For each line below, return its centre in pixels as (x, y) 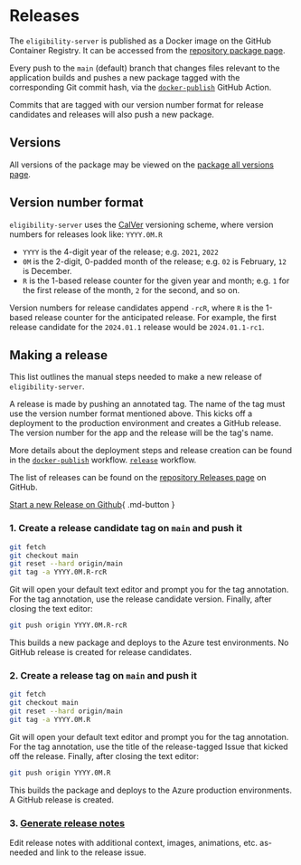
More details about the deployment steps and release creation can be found (150, 451)
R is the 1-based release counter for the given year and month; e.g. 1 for (156, 280)
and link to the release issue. (93, 852)
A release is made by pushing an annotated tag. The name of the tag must (147, 404)
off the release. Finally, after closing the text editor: (104, 756)
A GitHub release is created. (62, 799)
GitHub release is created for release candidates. (101, 652)
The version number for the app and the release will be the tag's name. (141, 433)
